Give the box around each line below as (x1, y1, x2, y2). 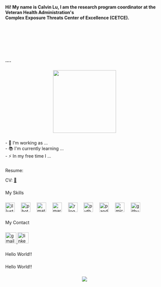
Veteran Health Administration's (5, 9, 74, 15)
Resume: (5, 167, 24, 173)
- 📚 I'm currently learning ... (5, 145, 64, 152)
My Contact (5, 220, 30, 226)
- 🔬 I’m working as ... (5, 139, 48, 146)
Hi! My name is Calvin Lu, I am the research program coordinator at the (5, 4, 156, 10)
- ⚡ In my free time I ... (5, 153, 51, 159)
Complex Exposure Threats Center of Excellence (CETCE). (5, 15, 130, 21)
